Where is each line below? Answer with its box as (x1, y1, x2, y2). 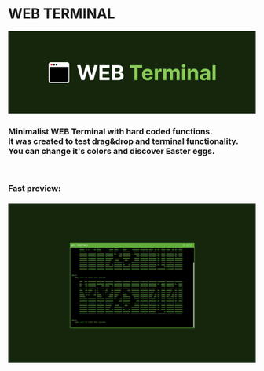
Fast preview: (8, 183, 61, 194)
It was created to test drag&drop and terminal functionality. (8, 135, 239, 146)
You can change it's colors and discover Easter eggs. (8, 145, 215, 156)
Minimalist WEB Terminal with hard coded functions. (8, 126, 213, 137)
